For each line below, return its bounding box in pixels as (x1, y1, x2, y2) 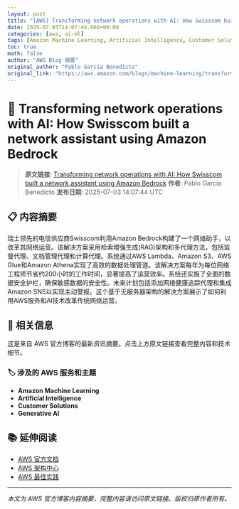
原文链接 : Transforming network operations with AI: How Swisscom (24, 170, 223, 178)
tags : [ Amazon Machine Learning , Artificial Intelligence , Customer (7, 37, 215, 44)
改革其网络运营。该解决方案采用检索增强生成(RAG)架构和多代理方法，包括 (7, 243, 224, 252)
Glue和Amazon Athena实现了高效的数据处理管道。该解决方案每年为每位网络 (7, 261, 230, 269)
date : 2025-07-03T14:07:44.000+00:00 (7, 23, 119, 31)
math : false (7, 50, 43, 58)
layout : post (7, 10, 46, 18)
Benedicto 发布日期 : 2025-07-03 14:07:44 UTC (24, 188, 164, 196)
